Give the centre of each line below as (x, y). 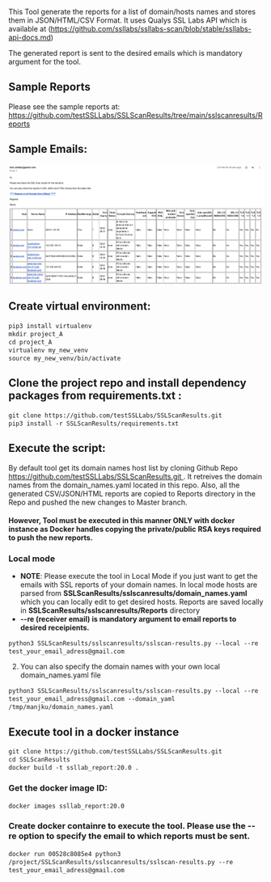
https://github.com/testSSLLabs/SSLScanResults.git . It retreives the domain (135, 476)
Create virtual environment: (80, 306)
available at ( (30, 29)
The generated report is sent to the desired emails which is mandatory (125, 53)
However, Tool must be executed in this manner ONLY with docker (122, 521)
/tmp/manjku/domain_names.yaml (61, 707)
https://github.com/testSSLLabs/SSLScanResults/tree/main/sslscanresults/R (135, 115)
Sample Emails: (48, 149)
